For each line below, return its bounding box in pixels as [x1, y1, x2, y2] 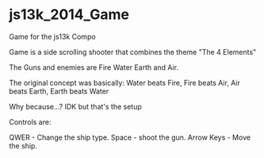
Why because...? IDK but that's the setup [9, 102, 142, 111]
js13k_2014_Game [9, 6, 130, 24]
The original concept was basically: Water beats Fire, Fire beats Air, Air [9, 78, 240, 87]
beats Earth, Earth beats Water [9, 86, 109, 96]
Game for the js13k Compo [9, 32, 96, 41]
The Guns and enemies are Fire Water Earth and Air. [9, 62, 179, 72]
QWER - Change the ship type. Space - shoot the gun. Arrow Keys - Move [9, 133, 251, 142]
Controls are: [9, 117, 52, 126]
